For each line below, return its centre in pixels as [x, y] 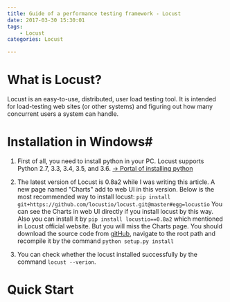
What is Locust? [55, 80]
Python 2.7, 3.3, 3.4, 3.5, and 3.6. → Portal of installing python [105, 168]
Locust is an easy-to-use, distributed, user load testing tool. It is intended [112, 99]
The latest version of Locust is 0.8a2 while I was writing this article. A [116, 182]
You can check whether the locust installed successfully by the [107, 254]
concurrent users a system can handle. [63, 114]
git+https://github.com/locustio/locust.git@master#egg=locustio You [120, 204]
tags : [15, 26]
